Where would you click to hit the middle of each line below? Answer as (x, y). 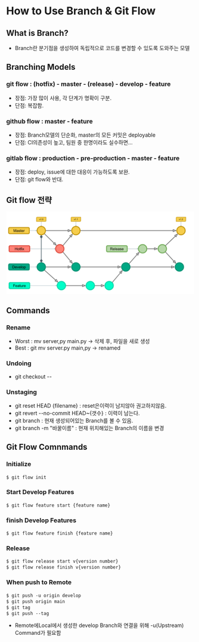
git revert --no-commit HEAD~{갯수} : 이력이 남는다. (77, 413)
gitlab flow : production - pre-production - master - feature (93, 158)
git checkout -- (33, 376)
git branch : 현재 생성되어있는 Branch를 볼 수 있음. (74, 420)
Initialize (19, 464)
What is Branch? (37, 33)
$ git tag (18, 607)
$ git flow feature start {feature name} (58, 505)
